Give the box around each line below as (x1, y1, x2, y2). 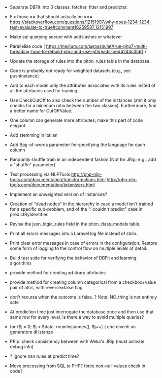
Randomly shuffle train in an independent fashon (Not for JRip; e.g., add (9, 156, 156, 162)
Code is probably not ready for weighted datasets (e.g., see (9, 68, 131, 74)
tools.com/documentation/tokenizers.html (9, 182, 95, 188)
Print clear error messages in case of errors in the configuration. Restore (9, 240, 158, 246)
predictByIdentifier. (9, 212, 49, 217)
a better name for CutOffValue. (9, 108, 72, 113)
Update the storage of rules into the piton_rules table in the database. (9, 58, 151, 64)
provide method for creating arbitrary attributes (9, 270, 106, 275)
